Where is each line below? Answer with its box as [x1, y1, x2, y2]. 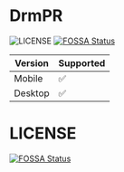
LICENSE [9, 123, 77, 144]
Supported [58, 56, 106, 69]
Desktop [14, 87, 50, 100]
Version [14, 56, 50, 69]
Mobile [14, 72, 43, 84]
